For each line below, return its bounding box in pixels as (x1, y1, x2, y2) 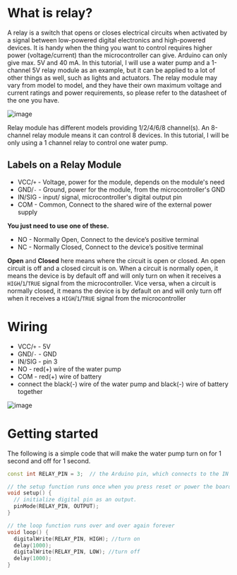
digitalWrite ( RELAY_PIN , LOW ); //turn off (13, 548, 140, 556)
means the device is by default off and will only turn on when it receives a (7, 271, 221, 280)
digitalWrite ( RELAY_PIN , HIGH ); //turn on (13, 535, 140, 542)
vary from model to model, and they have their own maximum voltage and (7, 81, 222, 89)
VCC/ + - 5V (17, 342, 51, 351)
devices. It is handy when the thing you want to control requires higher (7, 43, 213, 52)
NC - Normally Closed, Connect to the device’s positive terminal (17, 243, 203, 251)
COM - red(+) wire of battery (17, 372, 102, 381)
